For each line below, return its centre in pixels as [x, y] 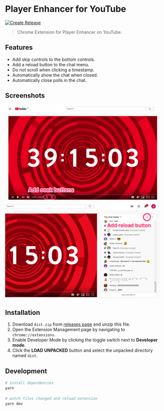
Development [26, 371]
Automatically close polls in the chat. [49, 80]
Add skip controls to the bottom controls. [54, 59]
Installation [23, 312]
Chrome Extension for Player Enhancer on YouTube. [69, 32]
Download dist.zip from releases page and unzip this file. [71, 324]
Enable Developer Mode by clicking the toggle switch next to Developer [85, 340]
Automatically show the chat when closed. [55, 75]
